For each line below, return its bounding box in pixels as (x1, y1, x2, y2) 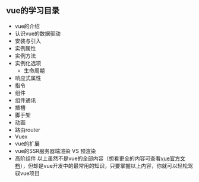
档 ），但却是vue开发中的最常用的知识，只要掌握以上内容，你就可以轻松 (14, 162, 188, 169)
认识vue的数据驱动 (14, 30, 61, 37)
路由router (14, 126, 40, 133)
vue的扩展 (14, 140, 40, 147)
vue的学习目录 (6, 5, 60, 16)
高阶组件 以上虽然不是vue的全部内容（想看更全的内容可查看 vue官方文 (14, 155, 186, 162)
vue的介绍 (14, 23, 40, 30)
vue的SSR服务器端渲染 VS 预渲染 (14, 147, 96, 154)
